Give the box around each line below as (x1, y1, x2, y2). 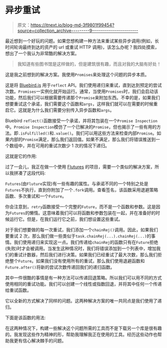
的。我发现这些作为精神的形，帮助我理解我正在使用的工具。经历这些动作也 (5, 331, 158, 337)
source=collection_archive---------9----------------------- (17, 27, 138, 33)
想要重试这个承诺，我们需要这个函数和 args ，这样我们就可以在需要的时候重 (5, 101, 158, 107)
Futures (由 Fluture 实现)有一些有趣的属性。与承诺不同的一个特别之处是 (5, 180, 149, 186)
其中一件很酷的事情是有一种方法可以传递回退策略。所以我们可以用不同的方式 (5, 275, 162, 281)
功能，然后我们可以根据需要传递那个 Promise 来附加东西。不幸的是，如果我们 (5, 94, 161, 100)
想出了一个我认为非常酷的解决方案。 (5, 50, 80, 56)
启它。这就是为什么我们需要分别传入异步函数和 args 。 (5, 107, 114, 113)
